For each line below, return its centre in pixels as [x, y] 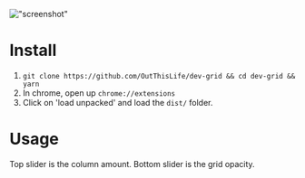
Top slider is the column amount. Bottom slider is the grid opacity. [133, 164]
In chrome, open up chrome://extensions [99, 93]
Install [33, 51]
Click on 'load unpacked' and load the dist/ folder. [118, 102]
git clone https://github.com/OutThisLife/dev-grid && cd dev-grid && [159, 76]
